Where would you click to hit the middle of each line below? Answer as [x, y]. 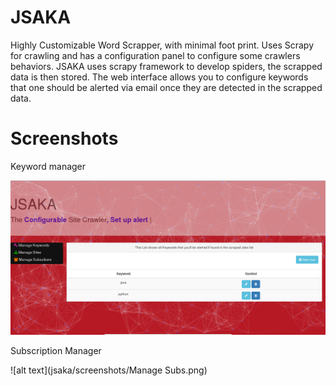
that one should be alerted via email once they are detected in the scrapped [166, 87]
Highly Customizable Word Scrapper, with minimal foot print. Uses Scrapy [162, 45]
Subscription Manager [56, 350]
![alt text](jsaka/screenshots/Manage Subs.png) [109, 370]
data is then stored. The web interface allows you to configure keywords [159, 77]
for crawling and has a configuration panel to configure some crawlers [155, 55]
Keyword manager [48, 166]
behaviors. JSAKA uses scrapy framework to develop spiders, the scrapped [166, 66]
